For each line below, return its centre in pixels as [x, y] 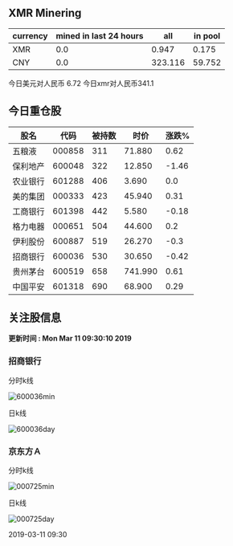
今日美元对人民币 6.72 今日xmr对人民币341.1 [81, 83]
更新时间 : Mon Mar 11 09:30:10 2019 [70, 338]
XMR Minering [45, 13]
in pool [207, 35]
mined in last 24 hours [100, 35]
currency [30, 35]
